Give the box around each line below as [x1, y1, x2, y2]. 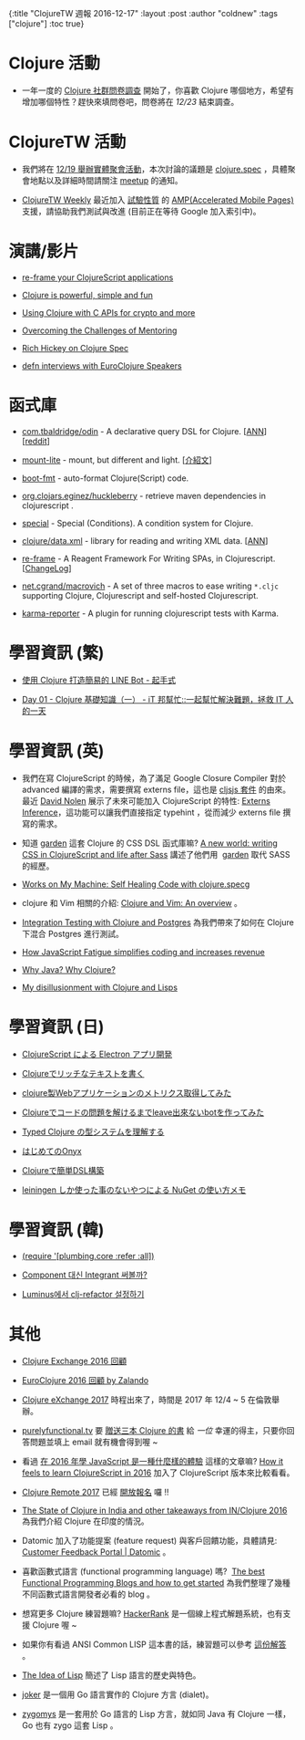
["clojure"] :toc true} [8, 18, 85, 29]
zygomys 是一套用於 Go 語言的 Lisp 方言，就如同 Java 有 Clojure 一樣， [21, 1709, 291, 1720]
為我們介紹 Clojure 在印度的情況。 [21, 1516, 149, 1526]
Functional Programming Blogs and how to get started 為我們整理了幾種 [21, 1578, 290, 1589]
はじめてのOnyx [21, 1145, 83, 1156]
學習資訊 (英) [8, 740, 105, 761]
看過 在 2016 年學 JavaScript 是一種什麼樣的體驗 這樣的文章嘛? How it [21, 1456, 284, 1467]
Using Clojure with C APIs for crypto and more [21, 307, 196, 318]
